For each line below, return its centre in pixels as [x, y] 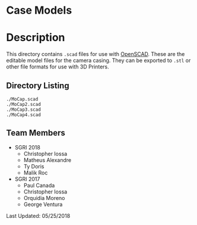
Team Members [36, 133]
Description [36, 38]
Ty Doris [34, 166]
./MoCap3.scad [24, 110]
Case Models [39, 10]
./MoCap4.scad [24, 115]
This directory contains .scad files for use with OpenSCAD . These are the [96, 54]
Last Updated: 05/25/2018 [38, 215]
